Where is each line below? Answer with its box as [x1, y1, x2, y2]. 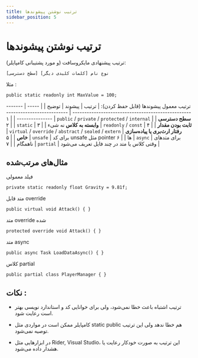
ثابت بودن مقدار [157, 122, 192, 129]
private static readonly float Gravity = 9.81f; [6, 184, 128, 191]
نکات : [6, 288, 27, 298]
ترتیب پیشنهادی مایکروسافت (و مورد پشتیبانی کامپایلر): [6, 59, 126, 66]
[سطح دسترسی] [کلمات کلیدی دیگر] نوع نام [6, 70, 110, 77]
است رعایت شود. [14, 310, 54, 317]
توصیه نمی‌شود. [14, 327, 49, 334]
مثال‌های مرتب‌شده [6, 157, 68, 167]
